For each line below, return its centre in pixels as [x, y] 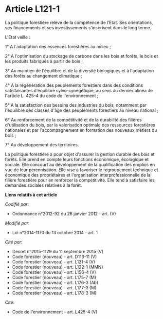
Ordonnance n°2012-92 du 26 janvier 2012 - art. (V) [64, 214]
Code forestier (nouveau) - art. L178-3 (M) [54, 293]
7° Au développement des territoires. [42, 144]
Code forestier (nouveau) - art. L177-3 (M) [54, 288]
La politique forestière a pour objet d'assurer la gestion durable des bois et [80, 154]
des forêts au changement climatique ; [44, 76]
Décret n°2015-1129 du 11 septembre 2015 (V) [58, 251]
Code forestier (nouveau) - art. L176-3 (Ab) [55, 282]
